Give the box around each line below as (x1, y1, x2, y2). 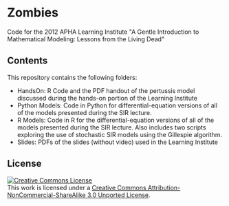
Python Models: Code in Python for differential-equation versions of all (17, 101, 218, 110)
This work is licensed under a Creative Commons (7, 183, 146, 192)
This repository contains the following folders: (7, 73, 138, 81)
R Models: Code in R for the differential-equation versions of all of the (17, 116, 215, 124)
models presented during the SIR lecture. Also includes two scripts (17, 123, 206, 132)
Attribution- (147, 183, 181, 192)
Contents (7, 55, 48, 67)
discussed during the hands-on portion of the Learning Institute (17, 94, 198, 102)
